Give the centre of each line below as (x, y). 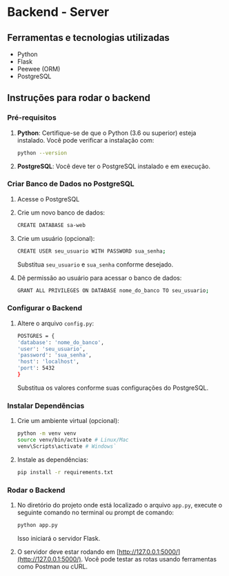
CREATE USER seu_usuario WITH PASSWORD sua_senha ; (91, 251)
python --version (42, 153)
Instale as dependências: (52, 459)
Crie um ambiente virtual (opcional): (68, 421)
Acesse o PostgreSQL (48, 199)
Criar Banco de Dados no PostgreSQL (71, 184)
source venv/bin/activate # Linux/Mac (73, 440)
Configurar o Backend (45, 308)
